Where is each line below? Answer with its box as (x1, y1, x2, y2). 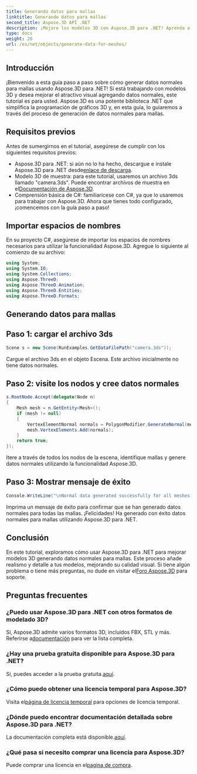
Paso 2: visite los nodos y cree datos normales (6, 378, 179, 388)
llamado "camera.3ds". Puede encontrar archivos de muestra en (14, 179, 170, 186)
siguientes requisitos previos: (6, 149, 77, 156)
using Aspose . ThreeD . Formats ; (6, 293, 80, 299)
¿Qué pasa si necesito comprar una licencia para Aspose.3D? (6, 748, 185, 756)
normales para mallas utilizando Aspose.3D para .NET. (6, 516, 138, 523)
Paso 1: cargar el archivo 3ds (6, 329, 113, 339)
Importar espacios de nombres (6, 221, 121, 231)
